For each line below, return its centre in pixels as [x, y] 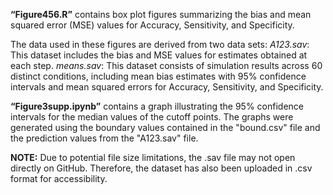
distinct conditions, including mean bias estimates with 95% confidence [158, 76]
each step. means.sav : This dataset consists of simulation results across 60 [166, 65]
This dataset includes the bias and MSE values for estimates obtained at [159, 55]
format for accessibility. [59, 178]
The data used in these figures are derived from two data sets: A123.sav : [160, 44]
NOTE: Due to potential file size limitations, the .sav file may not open [153, 157]
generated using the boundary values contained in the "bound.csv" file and [165, 127]
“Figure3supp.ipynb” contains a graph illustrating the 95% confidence [157, 106]
